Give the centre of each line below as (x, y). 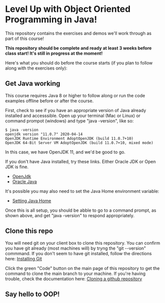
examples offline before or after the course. (49, 101)
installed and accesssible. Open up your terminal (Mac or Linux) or (73, 115)
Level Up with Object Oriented (68, 9)
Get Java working (33, 84)
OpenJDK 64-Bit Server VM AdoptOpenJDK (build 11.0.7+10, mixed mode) (79, 143)
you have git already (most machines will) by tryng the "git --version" (76, 248)
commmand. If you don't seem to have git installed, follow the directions (79, 253)
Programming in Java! (51, 19)
